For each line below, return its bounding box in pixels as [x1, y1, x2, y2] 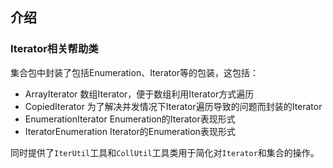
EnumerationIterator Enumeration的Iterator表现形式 [24, 113, 236, 125]
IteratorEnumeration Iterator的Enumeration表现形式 [24, 125, 236, 137]
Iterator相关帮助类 [10, 42, 99, 56]
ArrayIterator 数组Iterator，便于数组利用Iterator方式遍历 [24, 88, 255, 100]
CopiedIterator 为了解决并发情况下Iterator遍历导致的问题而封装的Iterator [24, 100, 323, 112]
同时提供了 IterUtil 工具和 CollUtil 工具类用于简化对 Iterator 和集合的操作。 [10, 146, 320, 158]
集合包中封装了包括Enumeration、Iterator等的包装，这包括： [10, 66, 259, 78]
